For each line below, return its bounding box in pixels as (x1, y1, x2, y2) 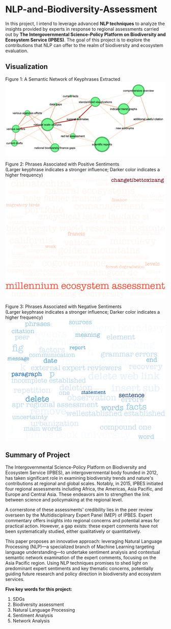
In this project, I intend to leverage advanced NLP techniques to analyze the (5, 20, 165, 27)
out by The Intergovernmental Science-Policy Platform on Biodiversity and (5, 31, 166, 37)
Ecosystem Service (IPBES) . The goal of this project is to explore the (5, 37, 151, 43)
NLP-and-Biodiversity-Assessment (5, 4, 158, 15)
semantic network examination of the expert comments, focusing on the (5, 554, 156, 561)
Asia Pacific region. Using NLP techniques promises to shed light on (5, 560, 148, 566)
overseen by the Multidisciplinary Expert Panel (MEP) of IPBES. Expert (5, 512, 153, 518)
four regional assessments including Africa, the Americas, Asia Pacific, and (5, 486, 163, 492)
